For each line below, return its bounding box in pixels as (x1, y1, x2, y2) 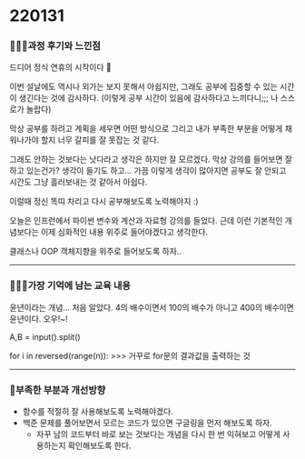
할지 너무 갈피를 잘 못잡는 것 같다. (40, 135, 160, 145)
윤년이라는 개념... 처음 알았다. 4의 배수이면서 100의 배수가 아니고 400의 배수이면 (9, 302, 295, 313)
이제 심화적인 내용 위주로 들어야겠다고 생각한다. (40, 226, 209, 237)
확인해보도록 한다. (67, 440, 132, 451)
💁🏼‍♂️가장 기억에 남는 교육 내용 (9, 279, 132, 292)
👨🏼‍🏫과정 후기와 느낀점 (9, 40, 102, 53)
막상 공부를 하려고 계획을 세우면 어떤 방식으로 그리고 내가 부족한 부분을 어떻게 (9, 124, 283, 135)
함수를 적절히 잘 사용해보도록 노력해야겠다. (22, 406, 174, 417)
